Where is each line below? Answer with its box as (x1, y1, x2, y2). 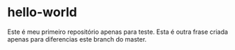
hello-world (7, 4, 78, 20)
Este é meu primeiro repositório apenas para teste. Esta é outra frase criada (7, 27, 229, 36)
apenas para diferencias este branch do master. (7, 35, 147, 43)
